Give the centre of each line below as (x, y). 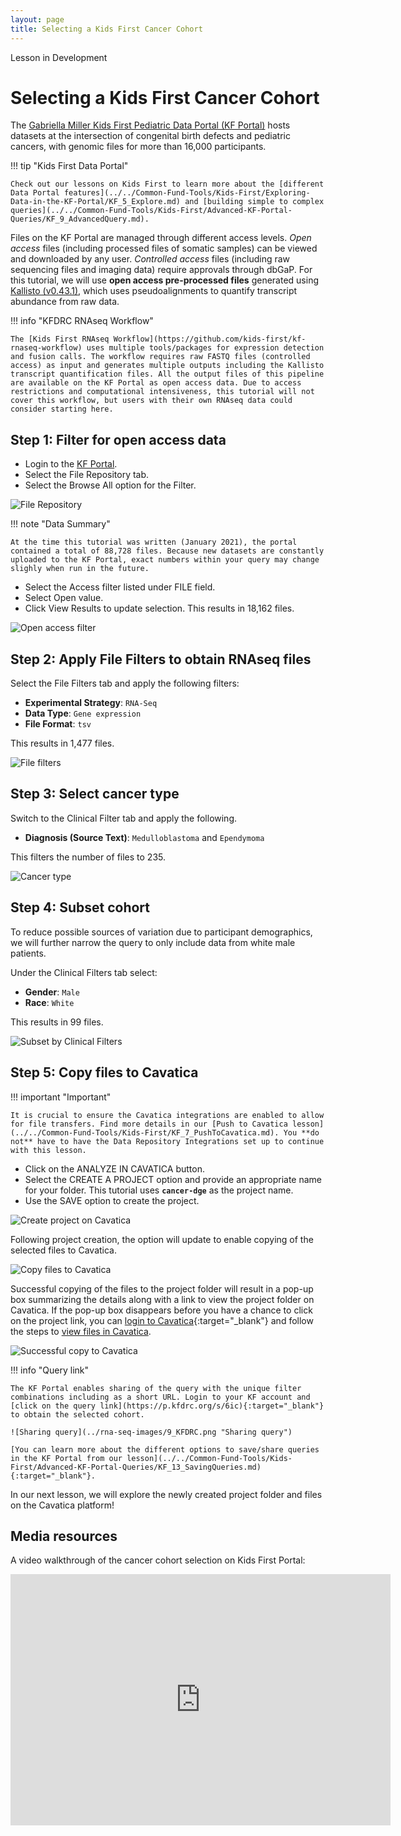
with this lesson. (48, 1150)
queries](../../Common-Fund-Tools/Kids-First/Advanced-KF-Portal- (151, 211)
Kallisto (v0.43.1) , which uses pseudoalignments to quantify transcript (154, 291)
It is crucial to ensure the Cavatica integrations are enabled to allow (167, 1115)
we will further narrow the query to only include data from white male (153, 942)
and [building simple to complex (254, 202)
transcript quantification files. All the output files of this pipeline (167, 374)
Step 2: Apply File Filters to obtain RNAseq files (161, 659)
